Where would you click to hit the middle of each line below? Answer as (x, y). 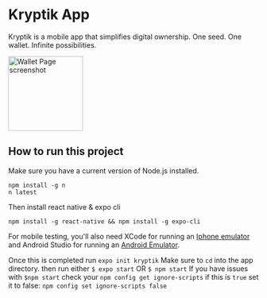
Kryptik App (49, 15)
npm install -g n (37, 185)
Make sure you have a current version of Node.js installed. (104, 170)
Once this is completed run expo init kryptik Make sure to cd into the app (131, 260)
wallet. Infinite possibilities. (52, 45)
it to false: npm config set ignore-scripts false (87, 285)
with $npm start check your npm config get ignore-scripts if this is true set (133, 277)
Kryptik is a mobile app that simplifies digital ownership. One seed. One (125, 37)
